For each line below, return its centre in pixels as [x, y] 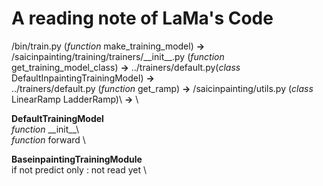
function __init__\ [45, 129]
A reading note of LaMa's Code [142, 18]
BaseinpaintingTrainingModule [77, 159]
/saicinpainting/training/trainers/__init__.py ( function [118, 56]
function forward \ [48, 139]
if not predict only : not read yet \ [79, 169]
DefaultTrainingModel [57, 118]
